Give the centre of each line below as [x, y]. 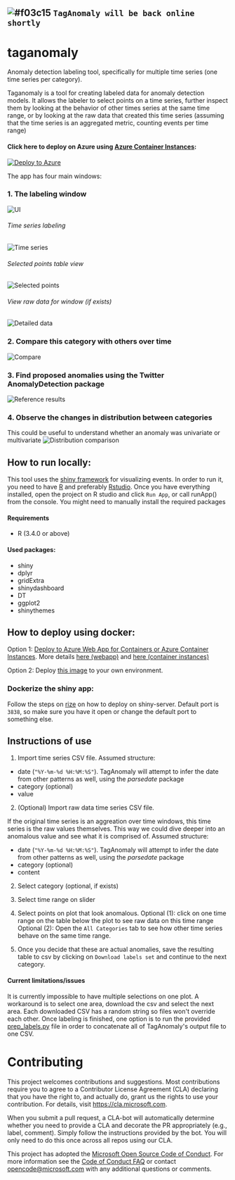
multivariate [25, 440]
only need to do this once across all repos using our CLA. [90, 1140]
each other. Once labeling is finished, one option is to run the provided [109, 1019]
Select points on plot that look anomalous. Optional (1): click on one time [122, 913]
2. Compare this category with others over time [89, 341]
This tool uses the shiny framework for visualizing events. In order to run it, [115, 479]
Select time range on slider [56, 900]
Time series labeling [36, 225]
